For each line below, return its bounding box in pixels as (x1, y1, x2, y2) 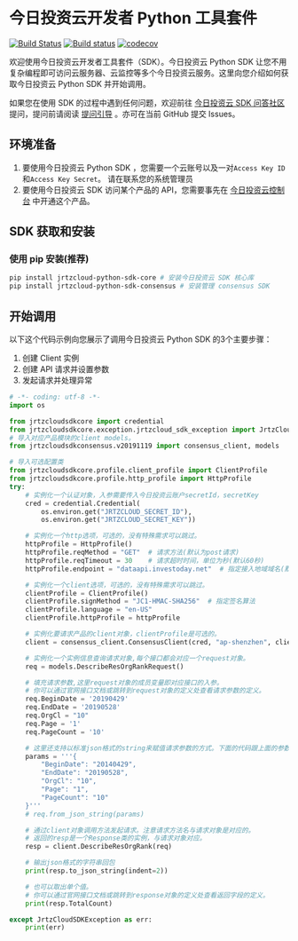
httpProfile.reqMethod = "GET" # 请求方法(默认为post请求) (25, 548, 239, 557)
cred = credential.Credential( (25, 499, 141, 508)
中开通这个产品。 (32, 195, 95, 206)
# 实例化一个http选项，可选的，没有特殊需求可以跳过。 (25, 532, 201, 541)
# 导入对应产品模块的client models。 (9, 433, 136, 442)
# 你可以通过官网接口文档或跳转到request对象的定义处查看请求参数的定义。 (25, 686, 266, 695)
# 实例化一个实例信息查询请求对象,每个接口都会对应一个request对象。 (25, 653, 250, 662)
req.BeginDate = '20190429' (25, 694, 129, 704)
